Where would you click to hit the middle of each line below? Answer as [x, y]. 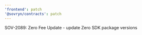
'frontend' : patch [23, 9]
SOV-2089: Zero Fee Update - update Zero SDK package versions [71, 27]
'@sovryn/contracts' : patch [33, 14]
